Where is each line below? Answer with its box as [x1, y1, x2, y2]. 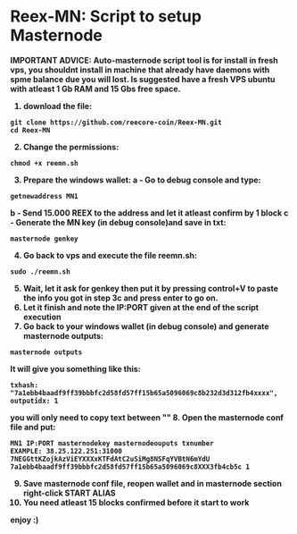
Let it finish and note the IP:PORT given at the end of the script [22, 301, 260, 312]
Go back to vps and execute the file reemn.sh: [22, 250, 197, 260]
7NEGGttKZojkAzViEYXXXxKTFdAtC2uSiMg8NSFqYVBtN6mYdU [10, 454, 210, 463]
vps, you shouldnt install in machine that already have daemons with [10, 64, 270, 75]
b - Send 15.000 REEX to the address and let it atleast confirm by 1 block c [10, 208, 289, 218]
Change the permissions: [22, 141, 120, 152]
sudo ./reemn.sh [10, 267, 70, 276]
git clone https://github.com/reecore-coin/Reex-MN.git [10, 118, 222, 127]
